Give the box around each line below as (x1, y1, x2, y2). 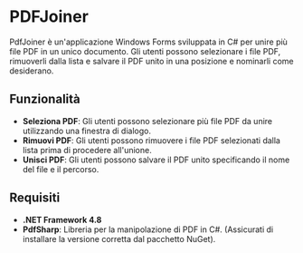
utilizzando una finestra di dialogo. (22, 125, 152, 136)
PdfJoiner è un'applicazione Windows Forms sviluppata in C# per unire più (9, 36, 288, 47)
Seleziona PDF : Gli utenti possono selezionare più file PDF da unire (22, 115, 273, 126)
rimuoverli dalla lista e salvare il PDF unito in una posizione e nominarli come (9, 55, 294, 66)
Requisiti (9, 190, 61, 206)
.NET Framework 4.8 (22, 214, 102, 225)
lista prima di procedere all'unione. (22, 144, 152, 155)
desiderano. (9, 65, 54, 76)
